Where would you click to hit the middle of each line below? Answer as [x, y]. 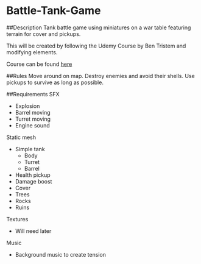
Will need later [33, 231]
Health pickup [33, 175]
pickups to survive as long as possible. [55, 82]
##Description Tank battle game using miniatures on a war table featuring [99, 27]
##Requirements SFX [33, 94]
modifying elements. [32, 52]
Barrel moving [33, 112]
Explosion [27, 106]
